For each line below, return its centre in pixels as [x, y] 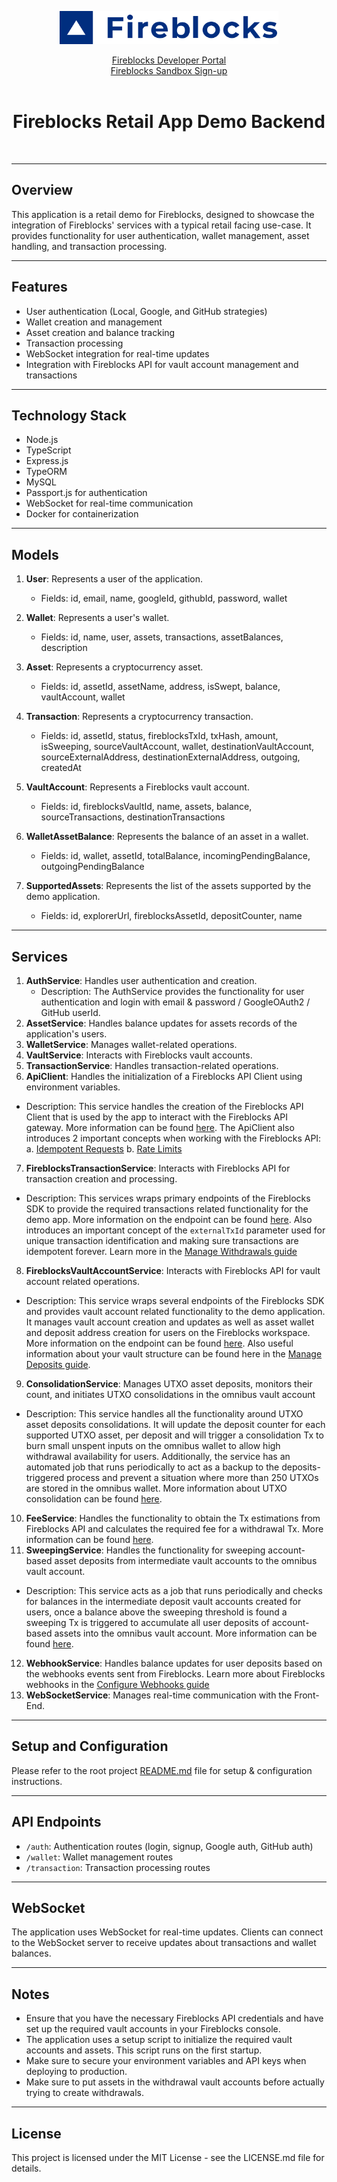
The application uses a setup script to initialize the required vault [159, 2040]
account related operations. [83, 1281]
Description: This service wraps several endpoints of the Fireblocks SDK [175, 1300]
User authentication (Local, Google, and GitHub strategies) [146, 311]
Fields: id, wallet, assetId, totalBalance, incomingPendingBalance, [175, 856]
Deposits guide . [58, 1364]
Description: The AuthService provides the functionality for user [172, 991]
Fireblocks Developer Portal [169, 60]
